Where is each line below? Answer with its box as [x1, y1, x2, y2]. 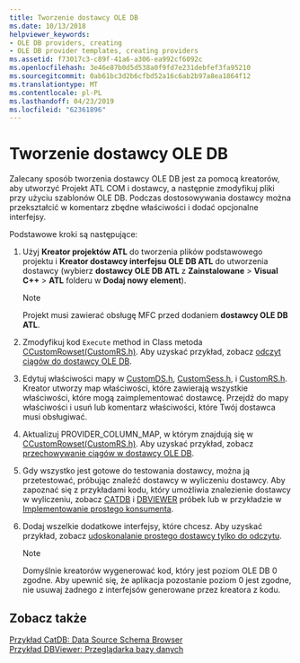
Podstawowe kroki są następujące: [9, 229, 138, 240]
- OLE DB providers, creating [9, 38, 123, 48]
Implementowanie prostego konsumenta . [22, 504, 174, 515]
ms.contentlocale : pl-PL [9, 88, 102, 97]
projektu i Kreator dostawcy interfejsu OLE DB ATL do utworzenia [22, 256, 269, 267]
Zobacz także [9, 610, 87, 625]
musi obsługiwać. [22, 411, 88, 422]
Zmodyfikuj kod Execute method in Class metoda [22, 337, 203, 348]
